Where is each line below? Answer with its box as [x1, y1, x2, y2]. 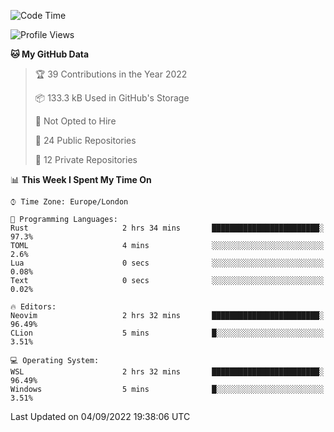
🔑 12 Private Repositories [34, 154, 138, 165]
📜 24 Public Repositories [34, 135, 137, 146]
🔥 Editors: [10, 302, 57, 312]
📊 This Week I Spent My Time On [10, 174, 152, 185]
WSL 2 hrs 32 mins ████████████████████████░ [10, 367, 325, 377]
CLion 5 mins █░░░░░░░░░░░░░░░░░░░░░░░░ [10, 328, 325, 338]
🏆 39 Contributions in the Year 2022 [34, 68, 188, 80]
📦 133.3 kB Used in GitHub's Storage [34, 92, 190, 104]
